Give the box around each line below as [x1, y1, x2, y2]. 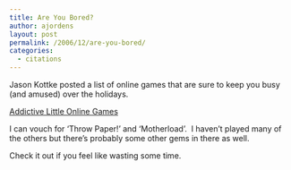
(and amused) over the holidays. [9, 89, 129, 99]
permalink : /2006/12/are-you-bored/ [9, 38, 146, 47]
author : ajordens [9, 21, 74, 30]
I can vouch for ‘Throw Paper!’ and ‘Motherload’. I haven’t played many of [9, 123, 282, 134]
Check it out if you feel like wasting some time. [9, 150, 182, 161]
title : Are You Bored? [9, 13, 94, 22]
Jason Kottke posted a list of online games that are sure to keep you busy [9, 80, 280, 89]
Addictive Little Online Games [9, 106, 119, 116]
